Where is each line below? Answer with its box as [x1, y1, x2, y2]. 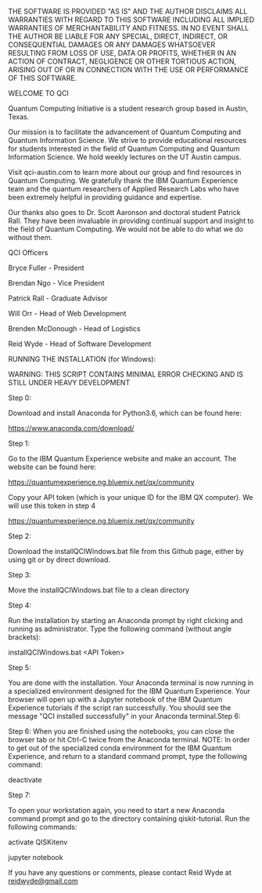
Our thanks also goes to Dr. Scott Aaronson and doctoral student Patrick [8, 208, 241, 217]
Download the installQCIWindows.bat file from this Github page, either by [8, 547, 244, 556]
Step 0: [8, 393, 31, 403]
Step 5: [8, 663, 31, 672]
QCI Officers [8, 248, 48, 257]
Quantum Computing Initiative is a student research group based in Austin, [8, 104, 249, 113]
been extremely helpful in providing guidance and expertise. [8, 192, 202, 202]
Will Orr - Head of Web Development [8, 309, 127, 318]
